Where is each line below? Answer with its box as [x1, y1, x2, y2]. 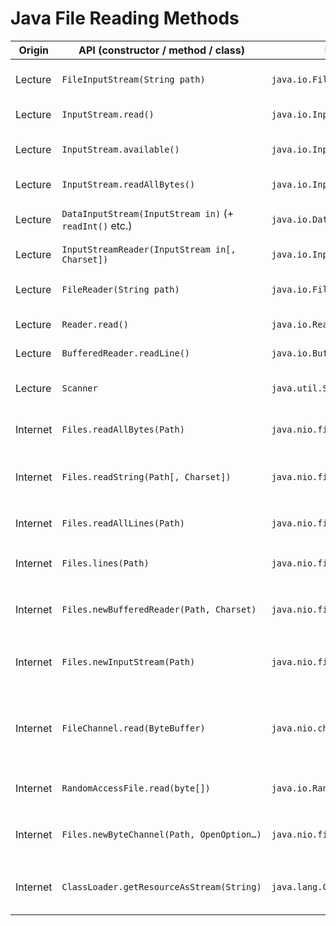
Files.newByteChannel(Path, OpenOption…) [61, 828, 262, 840]
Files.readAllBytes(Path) [61, 423, 185, 435]
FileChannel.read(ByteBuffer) [61, 722, 206, 734]
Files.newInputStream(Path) [61, 656, 196, 667]
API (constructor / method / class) [78, 43, 246, 57]
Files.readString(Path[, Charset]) [61, 471, 232, 482]
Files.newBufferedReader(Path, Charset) [61, 603, 257, 615]
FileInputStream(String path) [61, 73, 206, 85]
